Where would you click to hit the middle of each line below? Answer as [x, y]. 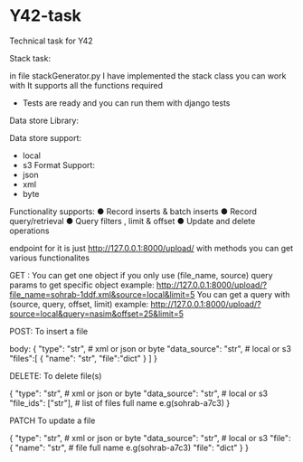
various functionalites [50, 258]
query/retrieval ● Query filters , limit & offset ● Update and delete [133, 221]
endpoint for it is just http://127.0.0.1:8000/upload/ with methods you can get [151, 248]
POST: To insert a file [49, 331]
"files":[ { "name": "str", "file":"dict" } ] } [84, 358]
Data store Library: [44, 120]
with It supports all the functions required [86, 85]
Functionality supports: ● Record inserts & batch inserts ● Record [133, 211]
